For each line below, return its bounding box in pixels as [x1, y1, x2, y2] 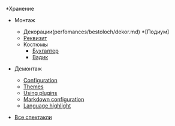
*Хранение [5, 5, 34, 12]
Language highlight [23, 102, 71, 109]
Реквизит [23, 35, 47, 41]
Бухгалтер [32, 47, 59, 54]
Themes [23, 83, 44, 90]
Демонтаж [14, 65, 43, 72]
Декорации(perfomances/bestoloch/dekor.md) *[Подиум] [23, 28, 170, 35]
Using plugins [23, 90, 58, 96]
